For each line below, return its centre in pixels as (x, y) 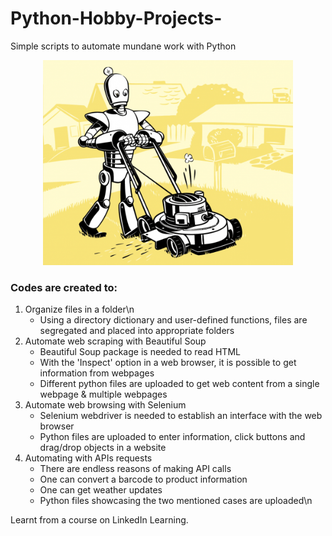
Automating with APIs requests (88, 458)
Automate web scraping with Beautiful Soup (115, 341)
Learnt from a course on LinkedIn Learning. (99, 520)
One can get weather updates (101, 490)
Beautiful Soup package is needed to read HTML (140, 352)
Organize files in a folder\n (79, 309)
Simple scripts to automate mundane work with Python (123, 46)
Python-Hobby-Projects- (116, 18)
